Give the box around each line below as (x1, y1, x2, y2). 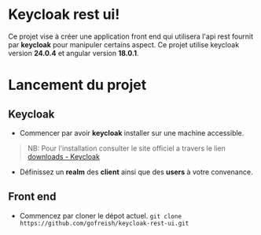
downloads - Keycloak (27, 151, 101, 161)
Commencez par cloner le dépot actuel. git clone (19, 211, 182, 220)
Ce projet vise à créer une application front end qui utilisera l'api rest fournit (8, 32, 254, 41)
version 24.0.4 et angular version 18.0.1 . (8, 48, 139, 58)
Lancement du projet (8, 76, 147, 94)
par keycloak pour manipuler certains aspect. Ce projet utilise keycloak (8, 39, 240, 49)
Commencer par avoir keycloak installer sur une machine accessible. (19, 128, 244, 137)
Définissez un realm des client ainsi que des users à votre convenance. (19, 167, 253, 177)
